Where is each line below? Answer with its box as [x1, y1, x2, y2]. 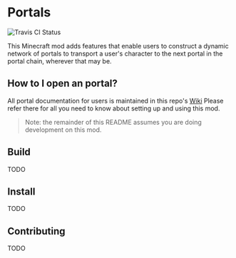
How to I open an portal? [7, 78, 118, 90]
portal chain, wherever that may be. [7, 56, 112, 65]
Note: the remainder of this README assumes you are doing [24, 118, 202, 126]
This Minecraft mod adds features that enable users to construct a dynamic [7, 41, 230, 50]
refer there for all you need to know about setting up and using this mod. [7, 104, 220, 113]
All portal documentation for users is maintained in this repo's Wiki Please [7, 96, 224, 105]
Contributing [7, 225, 66, 237]
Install [7, 185, 36, 197]
